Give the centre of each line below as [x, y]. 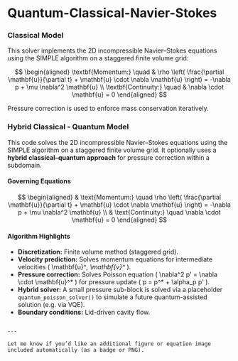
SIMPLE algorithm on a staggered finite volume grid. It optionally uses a [112, 150]
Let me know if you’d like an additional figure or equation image [109, 344]
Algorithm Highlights [39, 236]
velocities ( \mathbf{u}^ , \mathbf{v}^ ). [74, 267]
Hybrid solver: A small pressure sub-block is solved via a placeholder [120, 290]
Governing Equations [39, 181]
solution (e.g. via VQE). [51, 305]
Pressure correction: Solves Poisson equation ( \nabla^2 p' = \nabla [118, 274]
